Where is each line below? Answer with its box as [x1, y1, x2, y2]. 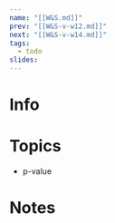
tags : [9, 38, 30, 48]
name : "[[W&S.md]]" [9, 13, 83, 23]
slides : [9, 55, 39, 64]
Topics [9, 136, 62, 157]
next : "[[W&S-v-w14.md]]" [9, 30, 107, 39]
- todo [17, 47, 43, 56]
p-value [22, 166, 53, 177]
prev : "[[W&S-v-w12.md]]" [9, 22, 107, 31]
